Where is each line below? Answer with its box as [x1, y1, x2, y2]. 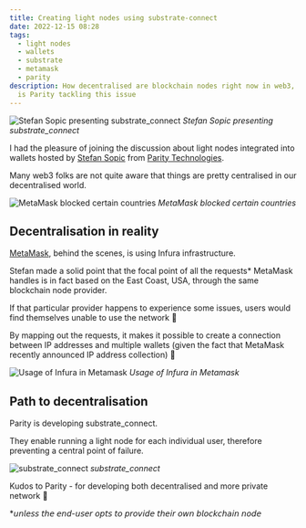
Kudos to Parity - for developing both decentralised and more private [9, 480, 269, 491]
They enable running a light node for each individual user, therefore [9, 436, 262, 447]
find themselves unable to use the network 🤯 [9, 312, 178, 323]
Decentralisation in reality [9, 223, 159, 238]
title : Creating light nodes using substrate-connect [9, 13, 219, 23]
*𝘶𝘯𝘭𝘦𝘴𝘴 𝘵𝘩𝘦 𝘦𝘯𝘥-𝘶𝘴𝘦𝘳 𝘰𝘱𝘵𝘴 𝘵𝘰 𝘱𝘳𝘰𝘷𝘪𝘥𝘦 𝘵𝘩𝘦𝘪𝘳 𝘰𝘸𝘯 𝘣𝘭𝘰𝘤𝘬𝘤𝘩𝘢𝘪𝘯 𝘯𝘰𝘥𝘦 [9, 508, 262, 519]
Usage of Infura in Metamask [128, 367, 240, 378]
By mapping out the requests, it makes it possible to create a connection [9, 330, 281, 341]
